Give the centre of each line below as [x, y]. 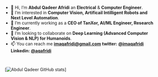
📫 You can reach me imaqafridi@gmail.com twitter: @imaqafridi [77, 44]
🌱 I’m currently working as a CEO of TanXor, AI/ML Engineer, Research [82, 23]
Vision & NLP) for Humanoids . [41, 38]
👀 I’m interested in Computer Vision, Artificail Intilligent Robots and [79, 13]
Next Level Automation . [35, 18]
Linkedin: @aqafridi [31, 51]
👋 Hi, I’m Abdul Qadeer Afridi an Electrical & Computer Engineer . [77, 8]
